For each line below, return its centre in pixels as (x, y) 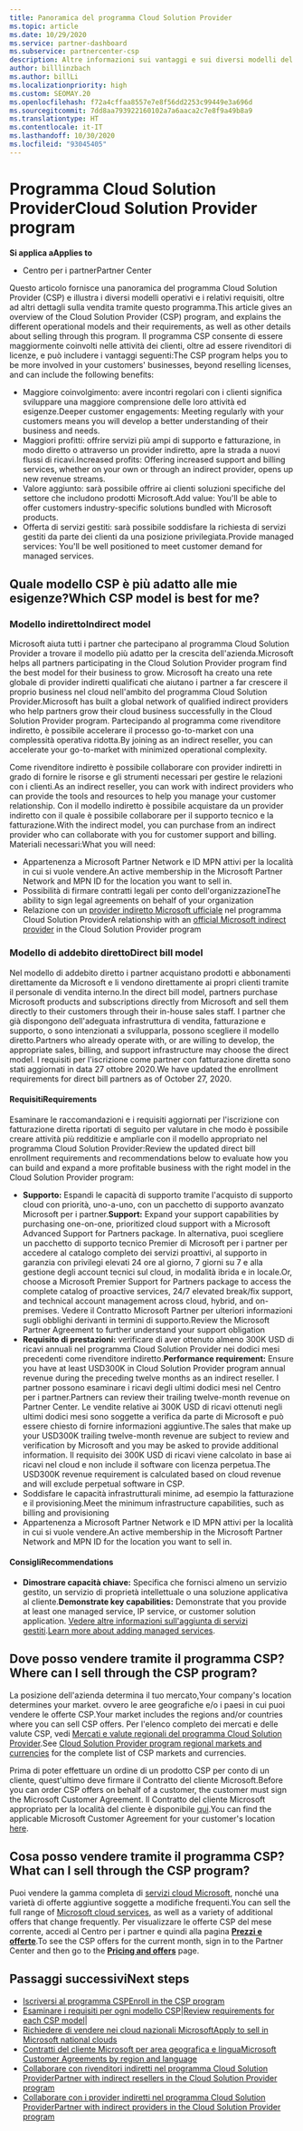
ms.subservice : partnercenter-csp (75, 52)
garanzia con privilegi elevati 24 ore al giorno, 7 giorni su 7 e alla (143, 1262)
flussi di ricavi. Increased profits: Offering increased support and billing (154, 460)
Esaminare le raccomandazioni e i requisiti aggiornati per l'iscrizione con (145, 1119)
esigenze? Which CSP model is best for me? (135, 599)
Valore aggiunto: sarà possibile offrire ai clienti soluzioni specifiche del (154, 488)
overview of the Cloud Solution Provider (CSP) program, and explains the (146, 316)
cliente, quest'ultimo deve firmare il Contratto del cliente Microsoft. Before (146, 1780)
